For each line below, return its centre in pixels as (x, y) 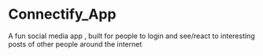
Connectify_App (62, 14)
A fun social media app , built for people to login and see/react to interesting (131, 36)
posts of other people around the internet (75, 44)
